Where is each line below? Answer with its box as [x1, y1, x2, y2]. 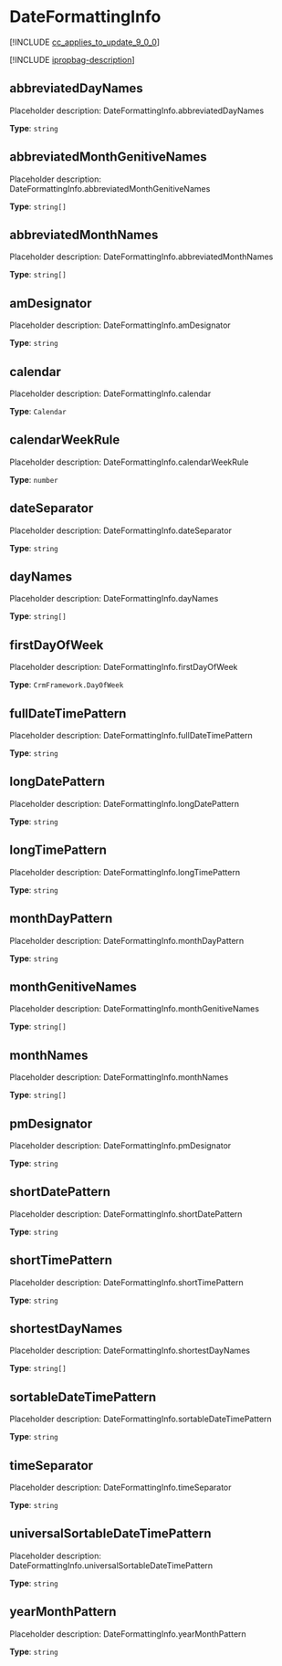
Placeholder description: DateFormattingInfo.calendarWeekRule [9, 456, 249, 467]
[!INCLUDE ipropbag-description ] [9, 54, 135, 65]
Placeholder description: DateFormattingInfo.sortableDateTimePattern [9, 1413, 272, 1425]
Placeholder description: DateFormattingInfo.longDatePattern [9, 798, 240, 809]
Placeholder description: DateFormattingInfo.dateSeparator [9, 525, 233, 536]
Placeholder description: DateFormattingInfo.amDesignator [9, 320, 231, 330]
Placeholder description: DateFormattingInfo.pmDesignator [9, 1139, 232, 1151]
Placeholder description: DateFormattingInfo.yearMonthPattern [9, 1628, 246, 1640]
